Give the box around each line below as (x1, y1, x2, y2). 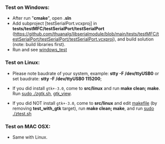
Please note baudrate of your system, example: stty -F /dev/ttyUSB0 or (12, 70, 160, 76)
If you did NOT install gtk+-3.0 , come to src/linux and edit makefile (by (12, 100, 158, 106)
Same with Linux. (12, 134, 48, 140)
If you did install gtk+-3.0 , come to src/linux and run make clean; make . (12, 85, 160, 91)
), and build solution (113, 36, 154, 42)
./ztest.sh (12, 110, 32, 116)
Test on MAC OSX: (5, 123, 51, 130)
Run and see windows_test (12, 47, 67, 53)
